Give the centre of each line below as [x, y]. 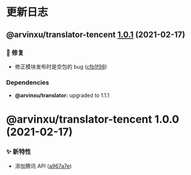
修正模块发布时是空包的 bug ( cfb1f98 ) [61, 67]
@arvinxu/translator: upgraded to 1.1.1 [62, 95]
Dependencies [28, 82]
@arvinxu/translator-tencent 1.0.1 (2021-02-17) [96, 34]
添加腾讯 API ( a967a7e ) [43, 166]
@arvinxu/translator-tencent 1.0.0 [93, 119]
